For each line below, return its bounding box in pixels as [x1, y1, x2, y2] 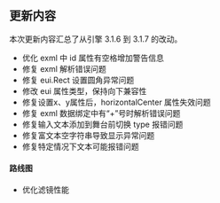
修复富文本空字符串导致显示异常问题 [21, 129, 155, 140]
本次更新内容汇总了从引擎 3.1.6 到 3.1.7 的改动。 [9, 34, 183, 44]
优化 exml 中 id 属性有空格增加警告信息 [21, 52, 164, 63]
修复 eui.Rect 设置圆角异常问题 [21, 74, 135, 85]
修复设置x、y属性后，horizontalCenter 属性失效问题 [21, 97, 211, 107]
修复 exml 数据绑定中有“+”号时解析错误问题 [21, 107, 181, 118]
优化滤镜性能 [21, 184, 69, 195]
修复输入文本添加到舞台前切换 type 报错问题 [21, 119, 184, 129]
